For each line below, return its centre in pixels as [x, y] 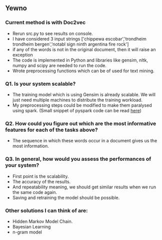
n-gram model [27, 232]
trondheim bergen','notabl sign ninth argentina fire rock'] [70, 44]
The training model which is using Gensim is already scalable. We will [84, 94]
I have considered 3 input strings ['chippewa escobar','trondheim [79, 39]
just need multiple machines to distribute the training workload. [77, 100]
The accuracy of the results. [41, 181]
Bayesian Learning [31, 226]
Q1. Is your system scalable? [40, 84]
